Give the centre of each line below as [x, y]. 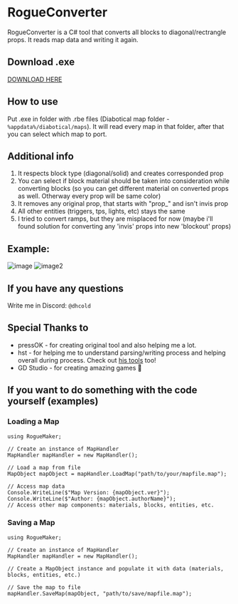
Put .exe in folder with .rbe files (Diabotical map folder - [88, 119]
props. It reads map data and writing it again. [73, 39]
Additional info [41, 156]
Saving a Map [31, 523]
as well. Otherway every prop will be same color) [89, 196]
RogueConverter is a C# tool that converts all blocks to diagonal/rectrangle [117, 32]
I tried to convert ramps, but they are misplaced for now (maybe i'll [115, 219]
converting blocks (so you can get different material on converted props [123, 189]
